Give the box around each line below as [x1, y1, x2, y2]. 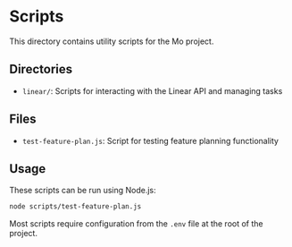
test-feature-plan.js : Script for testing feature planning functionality [21, 135, 279, 146]
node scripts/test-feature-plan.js [9, 202, 142, 211]
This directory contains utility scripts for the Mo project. [9, 36, 214, 47]
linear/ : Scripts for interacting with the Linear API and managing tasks [21, 85, 283, 96]
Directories [9, 62, 73, 77]
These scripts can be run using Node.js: [9, 185, 156, 196]
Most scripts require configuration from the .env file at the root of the [9, 218, 263, 229]
